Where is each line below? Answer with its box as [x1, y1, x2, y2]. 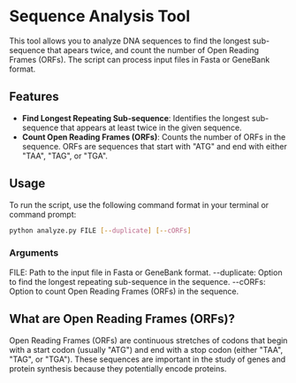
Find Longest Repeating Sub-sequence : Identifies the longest [21, 112, 250, 123]
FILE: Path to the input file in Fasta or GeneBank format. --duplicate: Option [9, 267, 283, 278]
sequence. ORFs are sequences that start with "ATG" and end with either [21, 141, 287, 151]
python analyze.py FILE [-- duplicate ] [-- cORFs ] [9, 226, 192, 235]
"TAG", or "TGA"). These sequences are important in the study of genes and [9, 354, 286, 364]
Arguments [9, 247, 59, 259]
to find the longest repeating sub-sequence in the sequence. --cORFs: [9, 276, 266, 287]
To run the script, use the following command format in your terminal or [9, 199, 269, 210]
